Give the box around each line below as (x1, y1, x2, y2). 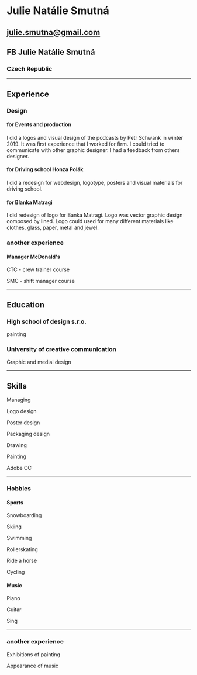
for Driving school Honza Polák (6, 166, 84, 173)
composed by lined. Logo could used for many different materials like (6, 218, 174, 225)
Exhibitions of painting (6, 650, 61, 658)
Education (6, 300, 45, 310)
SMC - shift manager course (6, 278, 75, 285)
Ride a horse (6, 557, 37, 565)
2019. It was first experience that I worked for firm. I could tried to (6, 140, 165, 147)
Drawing (6, 442, 27, 449)
